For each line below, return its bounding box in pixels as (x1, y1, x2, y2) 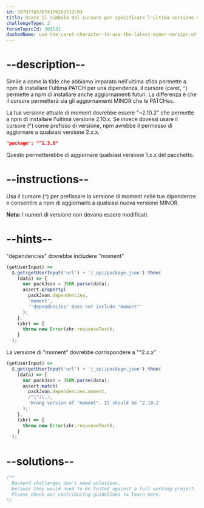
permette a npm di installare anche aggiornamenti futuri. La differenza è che (6, 91, 197, 98)
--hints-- (6, 232, 53, 246)
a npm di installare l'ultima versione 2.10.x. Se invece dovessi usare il (6, 116, 178, 123)
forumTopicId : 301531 (6, 26, 61, 32)
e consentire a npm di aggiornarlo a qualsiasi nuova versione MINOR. (6, 199, 179, 206)
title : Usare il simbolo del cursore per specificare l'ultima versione (6, 15, 194, 21)
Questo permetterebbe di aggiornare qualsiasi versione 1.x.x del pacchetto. (6, 151, 194, 158)
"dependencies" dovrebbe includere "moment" (6, 252, 124, 259)
